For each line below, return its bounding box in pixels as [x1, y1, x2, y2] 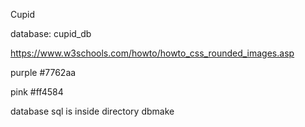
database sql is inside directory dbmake [10, 105, 175, 117]
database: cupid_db [10, 28, 92, 39]
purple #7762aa [10, 67, 77, 78]
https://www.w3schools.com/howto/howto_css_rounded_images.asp [10, 47, 295, 59]
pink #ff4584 [10, 86, 64, 98]
